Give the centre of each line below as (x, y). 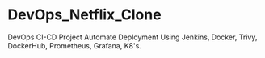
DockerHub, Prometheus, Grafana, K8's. (75, 45)
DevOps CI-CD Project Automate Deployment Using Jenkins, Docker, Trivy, (132, 37)
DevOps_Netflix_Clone (85, 15)
